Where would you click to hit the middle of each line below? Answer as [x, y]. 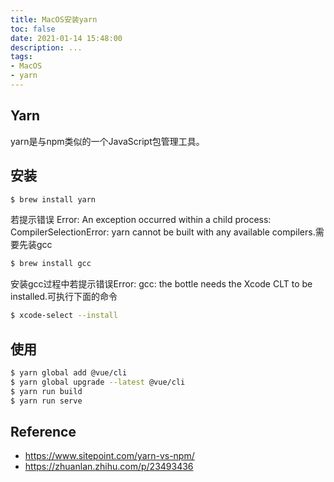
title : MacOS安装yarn [54, 19]
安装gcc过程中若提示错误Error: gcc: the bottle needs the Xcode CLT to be [161, 284]
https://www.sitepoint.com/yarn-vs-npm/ [109, 456]
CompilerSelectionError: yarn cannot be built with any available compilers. [163, 232]
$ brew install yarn [53, 199]
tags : [21, 57]
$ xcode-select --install [64, 316]
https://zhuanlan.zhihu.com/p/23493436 [109, 467]
